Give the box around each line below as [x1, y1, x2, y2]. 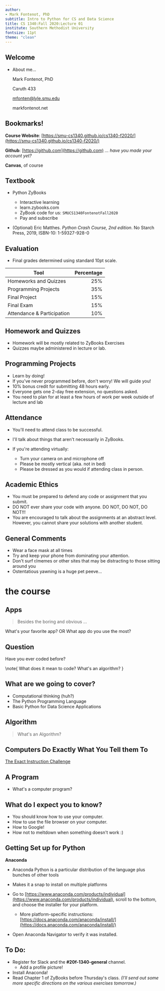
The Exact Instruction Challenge [5, 758, 71, 764]
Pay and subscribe [19, 215, 58, 221]
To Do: [5, 946, 26, 954]
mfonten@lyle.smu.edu [12, 95, 60, 101]
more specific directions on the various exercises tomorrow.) [12, 980, 137, 986]
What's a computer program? [12, 786, 73, 792]
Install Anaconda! [12, 969, 48, 975]
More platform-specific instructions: [19, 911, 94, 917]
